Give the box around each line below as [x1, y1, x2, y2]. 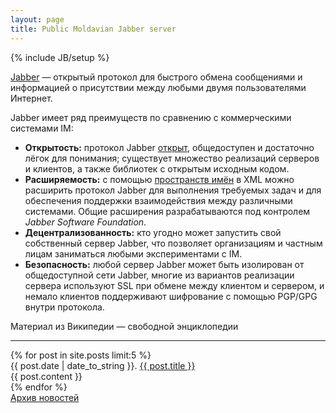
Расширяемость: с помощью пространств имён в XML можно [24, 173, 295, 185]
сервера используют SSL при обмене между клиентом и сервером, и [24, 279, 325, 291]
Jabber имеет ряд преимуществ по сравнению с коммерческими [10, 111, 292, 123]
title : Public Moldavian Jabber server [10, 24, 177, 34]
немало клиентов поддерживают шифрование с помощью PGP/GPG [24, 290, 318, 302]
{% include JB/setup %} [10, 51, 110, 63]
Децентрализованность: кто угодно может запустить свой [24, 226, 282, 238]
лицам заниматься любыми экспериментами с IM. [24, 247, 243, 260]
